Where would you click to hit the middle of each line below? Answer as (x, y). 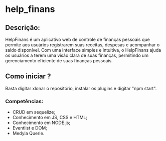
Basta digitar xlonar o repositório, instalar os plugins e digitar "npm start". (81, 88)
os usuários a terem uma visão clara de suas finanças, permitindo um (77, 55)
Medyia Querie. (28, 134)
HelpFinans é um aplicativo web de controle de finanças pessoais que (77, 39)
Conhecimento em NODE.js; (41, 123)
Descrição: (23, 28)
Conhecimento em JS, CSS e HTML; (50, 118)
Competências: (24, 101)
